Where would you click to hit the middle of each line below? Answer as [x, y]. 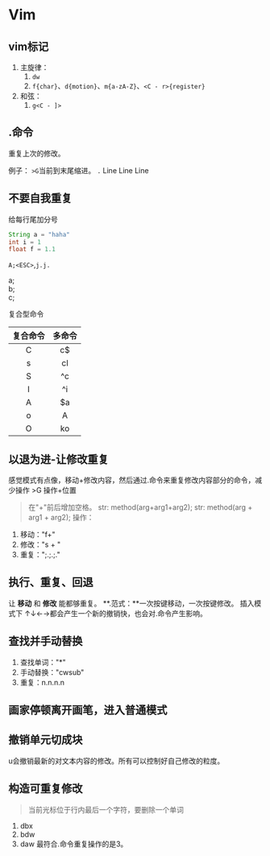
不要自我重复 [40, 198]
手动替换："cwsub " [52, 672]
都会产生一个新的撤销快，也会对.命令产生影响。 [129, 613]
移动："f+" [37, 535]
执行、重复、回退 [51, 583]
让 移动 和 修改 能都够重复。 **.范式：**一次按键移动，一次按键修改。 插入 [131, 603]
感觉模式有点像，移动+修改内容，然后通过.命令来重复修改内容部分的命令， [132, 480]
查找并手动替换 [46, 641]
